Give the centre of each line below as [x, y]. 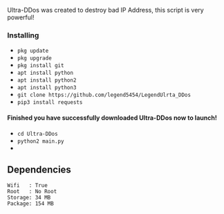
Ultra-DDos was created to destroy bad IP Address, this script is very [105, 10]
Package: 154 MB [30, 204]
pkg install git [40, 66]
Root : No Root [32, 192]
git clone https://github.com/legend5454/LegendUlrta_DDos [104, 95]
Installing [23, 35]
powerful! [21, 17]
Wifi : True [28, 186]
